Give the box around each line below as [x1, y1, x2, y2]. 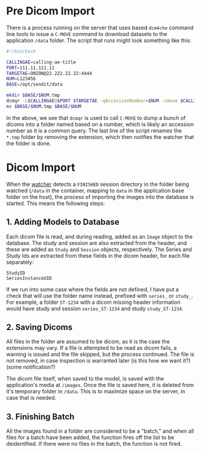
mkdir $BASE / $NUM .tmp [6, 92, 60, 98]
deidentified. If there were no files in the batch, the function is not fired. [6, 440, 182, 448]
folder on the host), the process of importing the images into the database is [6, 193, 194, 200]
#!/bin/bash [6, 48, 36, 55]
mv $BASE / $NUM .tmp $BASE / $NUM [6, 103, 82, 109]
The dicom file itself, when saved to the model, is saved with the [6, 375, 165, 382]
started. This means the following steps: [6, 200, 105, 207]
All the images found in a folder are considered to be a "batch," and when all [6, 427, 194, 435]
